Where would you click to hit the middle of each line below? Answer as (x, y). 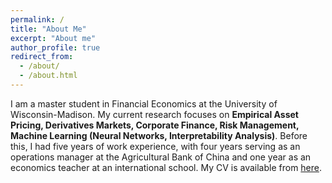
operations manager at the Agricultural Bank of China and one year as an (161, 157)
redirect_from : (42, 57)
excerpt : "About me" (53, 38)
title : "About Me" (48, 29)
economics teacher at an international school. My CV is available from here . (166, 167)
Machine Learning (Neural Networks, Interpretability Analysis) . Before (159, 135)
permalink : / (37, 19)
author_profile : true (55, 47)
